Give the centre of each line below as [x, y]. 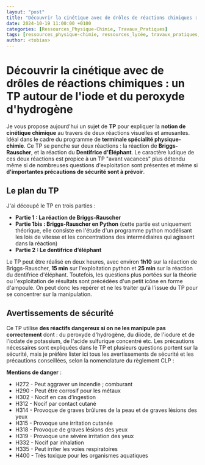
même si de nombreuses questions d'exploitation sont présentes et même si [102, 165]
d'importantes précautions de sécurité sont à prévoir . [76, 171]
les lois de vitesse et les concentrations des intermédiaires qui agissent [105, 237]
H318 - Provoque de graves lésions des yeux [71, 429]
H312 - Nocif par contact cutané [56, 403]
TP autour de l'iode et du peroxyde [95, 97]
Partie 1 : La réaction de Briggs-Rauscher [68, 217]
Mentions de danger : [34, 372]
